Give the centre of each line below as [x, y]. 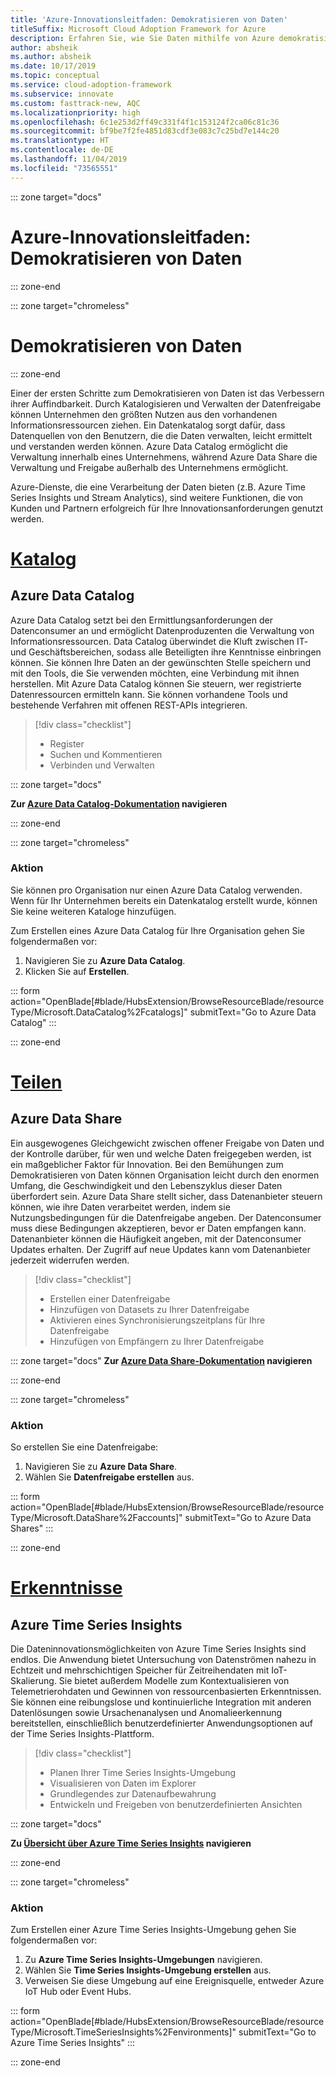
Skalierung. [33, 1681]
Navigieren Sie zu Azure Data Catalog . [105, 960]
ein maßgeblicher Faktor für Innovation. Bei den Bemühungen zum [147, 1164]
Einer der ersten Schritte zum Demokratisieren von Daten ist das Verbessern [167, 393]
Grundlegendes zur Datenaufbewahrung [133, 1794]
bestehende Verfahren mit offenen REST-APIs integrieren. [129, 705]
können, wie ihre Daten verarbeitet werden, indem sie [120, 1207]
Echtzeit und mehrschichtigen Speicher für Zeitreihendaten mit [140, 1670]
